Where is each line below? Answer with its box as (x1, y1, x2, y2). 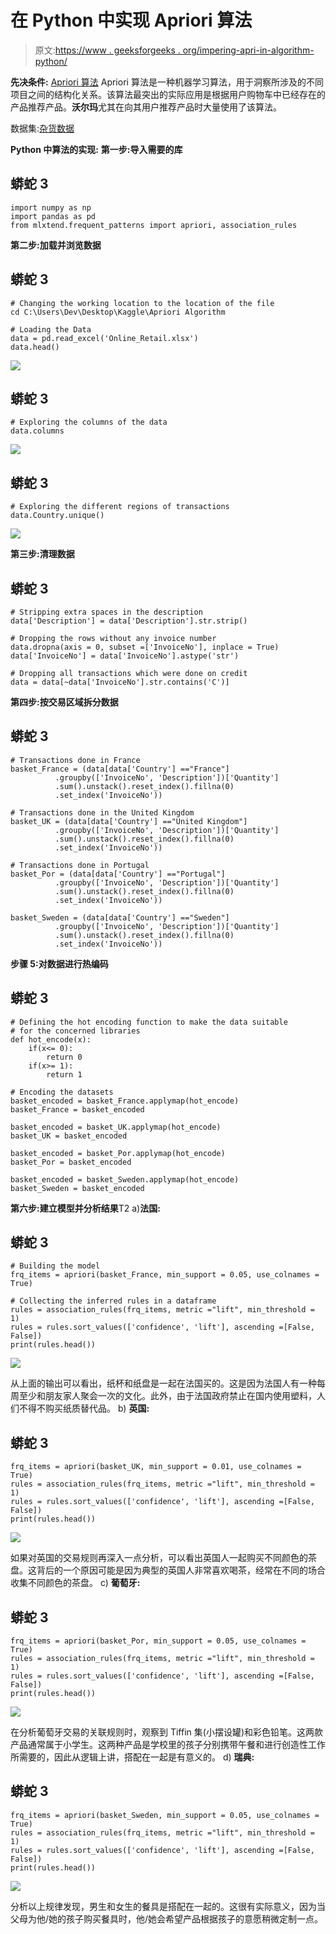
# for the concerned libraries (10, 1026, 141, 1036)
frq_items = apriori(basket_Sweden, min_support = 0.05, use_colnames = (10, 1810, 320, 1820)
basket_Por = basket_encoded (10, 1157, 132, 1167)
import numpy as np (10, 202, 92, 213)
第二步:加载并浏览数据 (10, 239, 102, 251)
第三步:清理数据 (10, 548, 75, 560)
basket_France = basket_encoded (10, 1104, 145, 1115)
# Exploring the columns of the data (10, 417, 168, 428)
